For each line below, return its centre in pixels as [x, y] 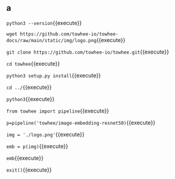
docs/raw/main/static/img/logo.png [52, 40]
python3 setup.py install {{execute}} [54, 75]
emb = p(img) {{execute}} [37, 146]
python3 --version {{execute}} [44, 23]
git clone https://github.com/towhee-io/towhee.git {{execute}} [88, 52]
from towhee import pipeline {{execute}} [58, 111]
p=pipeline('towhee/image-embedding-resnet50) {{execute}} [81, 122]
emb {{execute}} [25, 158]
